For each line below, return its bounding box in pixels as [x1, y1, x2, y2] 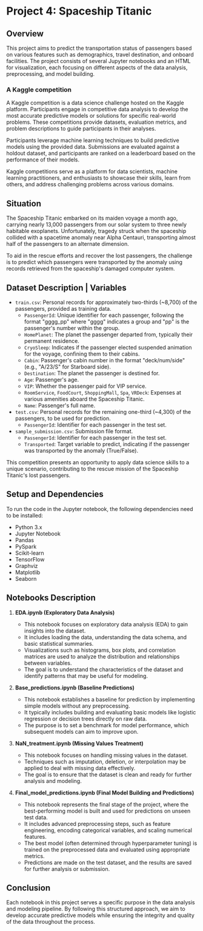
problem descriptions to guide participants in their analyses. [6, 125, 156, 132]
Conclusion [6, 882, 51, 893]
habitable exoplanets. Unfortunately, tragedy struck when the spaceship [6, 228, 187, 235]
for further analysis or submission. [24, 865, 110, 872]
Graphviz [15, 562, 38, 569]
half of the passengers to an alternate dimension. [6, 240, 129, 248]
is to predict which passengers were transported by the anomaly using [6, 259, 183, 266]
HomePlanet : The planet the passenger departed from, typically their [24, 331, 193, 338]
